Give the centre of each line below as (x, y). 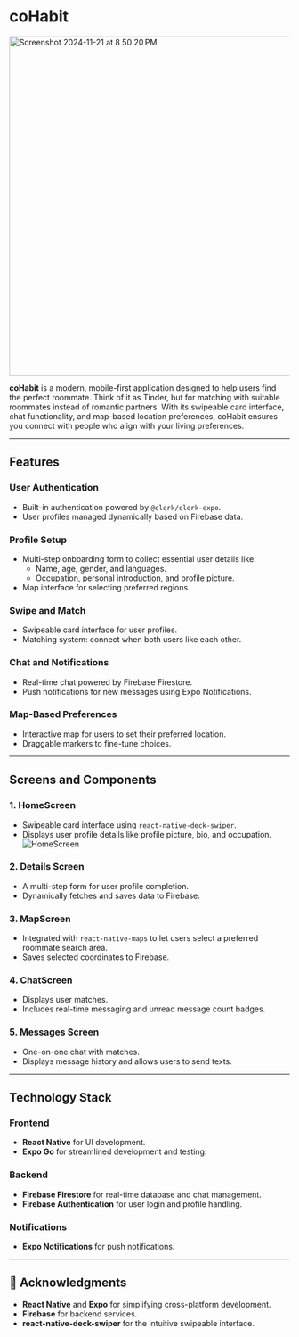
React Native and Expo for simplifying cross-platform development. (146, 1304)
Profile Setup (38, 540)
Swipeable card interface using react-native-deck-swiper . (129, 825)
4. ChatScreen (41, 980)
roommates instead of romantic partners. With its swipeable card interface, (147, 407)
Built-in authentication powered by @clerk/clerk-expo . (121, 507)
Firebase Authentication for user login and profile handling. (132, 1204)
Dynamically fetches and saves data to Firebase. (111, 895)
